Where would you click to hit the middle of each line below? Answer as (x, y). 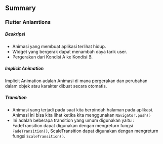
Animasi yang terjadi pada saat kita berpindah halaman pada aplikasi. (83, 110)
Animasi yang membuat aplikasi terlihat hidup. (59, 47)
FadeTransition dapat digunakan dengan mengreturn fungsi (73, 126)
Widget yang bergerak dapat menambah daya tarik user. (70, 52)
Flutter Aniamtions (28, 22)
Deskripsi (15, 34)
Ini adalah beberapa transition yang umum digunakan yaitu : (73, 120)
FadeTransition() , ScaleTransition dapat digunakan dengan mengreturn (85, 131)
